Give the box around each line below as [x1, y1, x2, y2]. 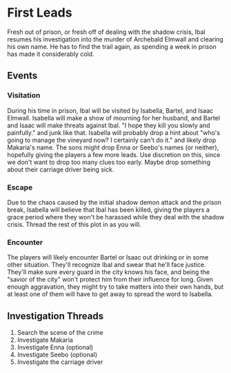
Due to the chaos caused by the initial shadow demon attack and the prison [7, 198, 222, 206]
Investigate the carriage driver [17, 358, 103, 366]
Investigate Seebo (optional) [17, 351, 98, 359]
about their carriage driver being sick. [7, 165, 114, 174]
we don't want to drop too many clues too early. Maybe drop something [7, 158, 211, 166]
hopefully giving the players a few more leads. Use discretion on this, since [7, 150, 221, 158]
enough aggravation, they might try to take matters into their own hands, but [7, 282, 224, 291]
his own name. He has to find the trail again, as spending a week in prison [7, 42, 217, 51]
